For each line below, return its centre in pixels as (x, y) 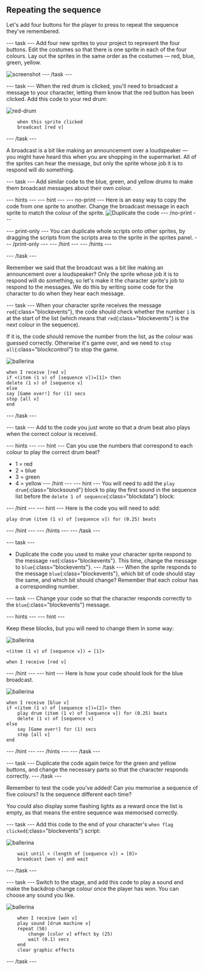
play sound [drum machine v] (54, 923)
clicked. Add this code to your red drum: (57, 99)
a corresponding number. (47, 586)
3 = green (27, 477)
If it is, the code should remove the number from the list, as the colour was (100, 336)
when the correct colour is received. (52, 434)
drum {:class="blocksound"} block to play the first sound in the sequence (106, 490)
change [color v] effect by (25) (71, 934)
